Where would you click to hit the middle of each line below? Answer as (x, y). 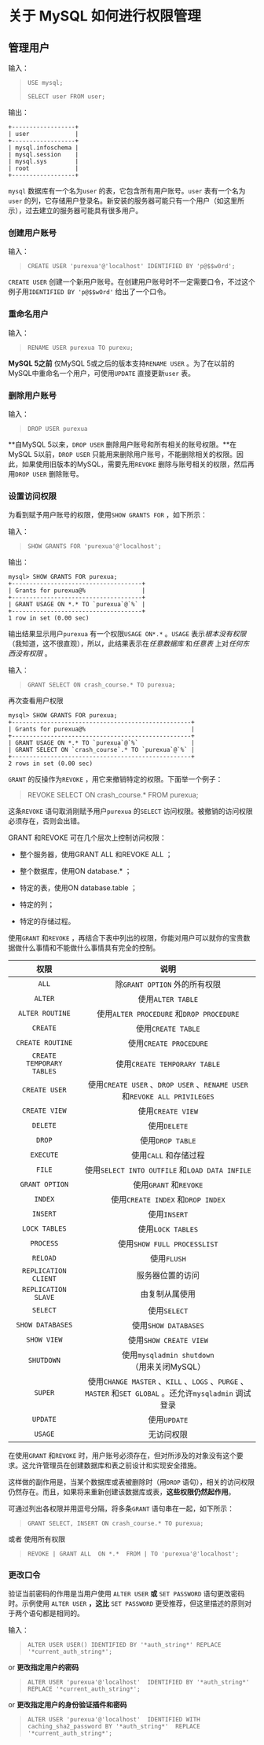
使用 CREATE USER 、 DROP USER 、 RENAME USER (168, 1084)
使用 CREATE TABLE (168, 1029)
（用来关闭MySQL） (168, 1367)
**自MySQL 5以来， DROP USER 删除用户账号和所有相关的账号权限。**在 (123, 444)
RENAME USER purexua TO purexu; (80, 348)
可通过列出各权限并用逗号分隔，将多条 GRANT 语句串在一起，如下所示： (121, 1509)
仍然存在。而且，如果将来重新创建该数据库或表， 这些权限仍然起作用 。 (122, 1492)
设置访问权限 (33, 496)
